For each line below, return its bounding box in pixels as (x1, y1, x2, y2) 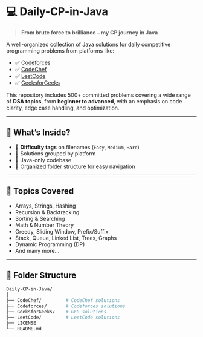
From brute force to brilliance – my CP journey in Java (21, 28, 158, 36)
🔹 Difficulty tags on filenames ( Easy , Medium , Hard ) (14, 143, 140, 151)
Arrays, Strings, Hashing (14, 202, 76, 209)
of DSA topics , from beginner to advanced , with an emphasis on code (6, 97, 182, 105)
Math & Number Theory (14, 221, 74, 229)
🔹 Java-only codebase (14, 156, 71, 163)
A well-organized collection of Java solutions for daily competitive (6, 41, 171, 48)
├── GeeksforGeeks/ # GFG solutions (6, 309, 107, 315)
